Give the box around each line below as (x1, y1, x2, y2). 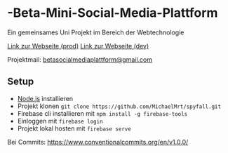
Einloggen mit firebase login (17, 117, 103, 125)
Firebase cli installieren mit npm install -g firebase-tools (17, 109, 188, 117)
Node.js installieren (17, 94, 74, 102)
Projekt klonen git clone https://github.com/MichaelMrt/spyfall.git (17, 102, 222, 110)
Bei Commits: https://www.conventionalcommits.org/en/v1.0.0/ (7, 138, 189, 146)
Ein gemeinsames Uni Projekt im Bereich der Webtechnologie (7, 28, 185, 36)
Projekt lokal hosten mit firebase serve (17, 124, 131, 133)
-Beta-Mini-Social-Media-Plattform (7, 5, 218, 21)
